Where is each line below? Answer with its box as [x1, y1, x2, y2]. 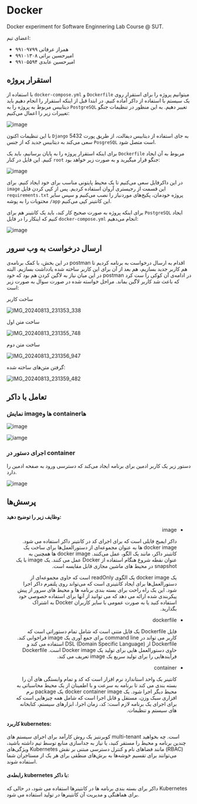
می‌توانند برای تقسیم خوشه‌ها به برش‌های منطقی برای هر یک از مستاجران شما [6, 752, 177, 759]
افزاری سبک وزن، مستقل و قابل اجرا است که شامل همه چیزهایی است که [16, 694, 177, 701]
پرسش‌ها [6, 496, 36, 506]
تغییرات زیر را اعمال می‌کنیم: [6, 109, 70, 116]
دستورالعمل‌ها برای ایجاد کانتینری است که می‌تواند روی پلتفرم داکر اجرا [23, 580, 177, 587]
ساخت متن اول [6, 318, 40, 325]
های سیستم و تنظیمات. [126, 707, 177, 714]
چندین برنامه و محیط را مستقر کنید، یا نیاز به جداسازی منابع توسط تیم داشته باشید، [6, 739, 186, 746]
